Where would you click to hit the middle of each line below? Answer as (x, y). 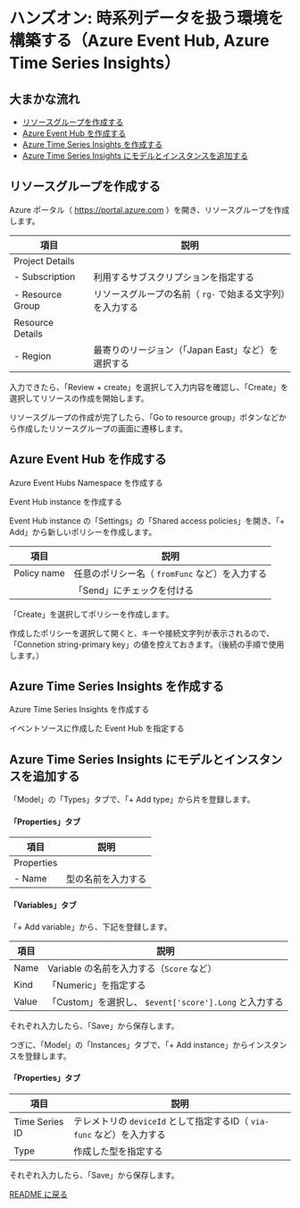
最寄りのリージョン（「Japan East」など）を (186, 350)
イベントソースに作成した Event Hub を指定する (97, 728)
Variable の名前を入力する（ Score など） (132, 968)
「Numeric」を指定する (97, 985)
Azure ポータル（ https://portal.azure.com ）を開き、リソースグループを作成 (150, 209)
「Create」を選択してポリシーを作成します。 (92, 614)
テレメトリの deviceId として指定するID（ (161, 1121)
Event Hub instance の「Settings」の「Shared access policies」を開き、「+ (147, 521)
